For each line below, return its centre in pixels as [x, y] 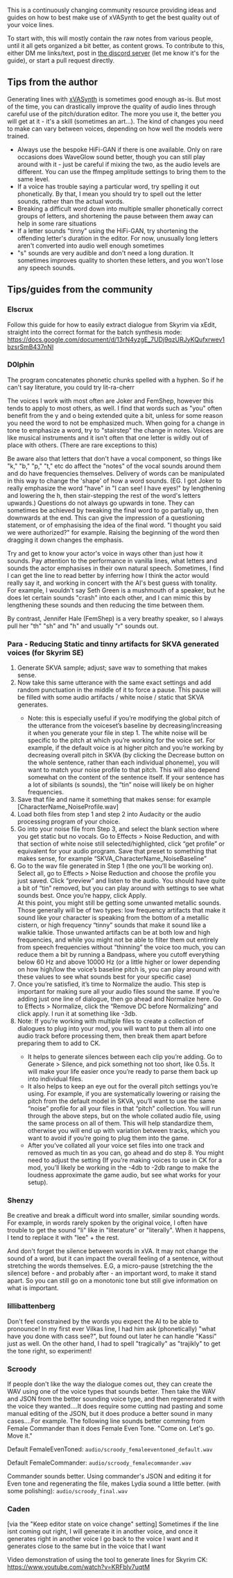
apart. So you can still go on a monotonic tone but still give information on [113, 1281]
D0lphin [21, 364]
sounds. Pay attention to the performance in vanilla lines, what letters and [112, 561]
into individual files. [55, 1079]
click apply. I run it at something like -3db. [77, 1014]
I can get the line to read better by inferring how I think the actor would [108, 575]
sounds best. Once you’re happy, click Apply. [82, 896]
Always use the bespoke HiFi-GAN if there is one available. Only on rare [120, 150]
